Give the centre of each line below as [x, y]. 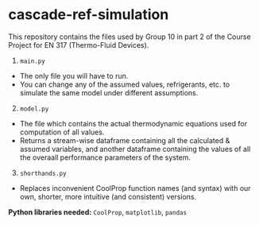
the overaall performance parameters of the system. [105, 157]
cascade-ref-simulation [89, 15]
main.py [32, 61]
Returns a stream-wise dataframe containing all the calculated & [125, 140]
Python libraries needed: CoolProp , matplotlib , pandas [98, 211]
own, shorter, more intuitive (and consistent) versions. [108, 196]
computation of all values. [62, 132]
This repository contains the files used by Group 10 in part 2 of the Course [130, 37]
